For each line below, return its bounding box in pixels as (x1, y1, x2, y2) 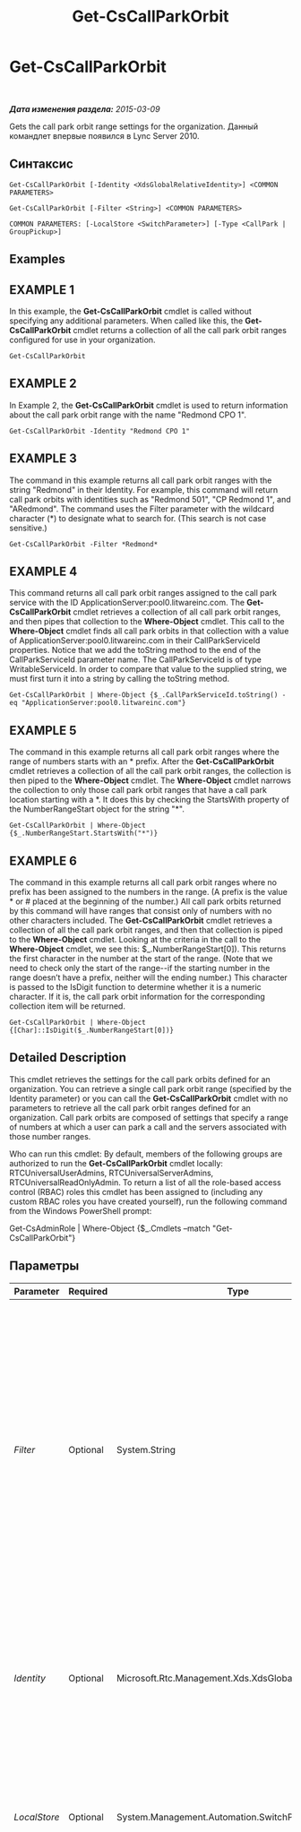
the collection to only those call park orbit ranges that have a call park (9, 785, 267, 796)
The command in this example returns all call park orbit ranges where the (9, 746, 279, 758)
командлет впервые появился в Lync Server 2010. (9, 130, 200, 141)
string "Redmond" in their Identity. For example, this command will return (9, 484, 279, 495)
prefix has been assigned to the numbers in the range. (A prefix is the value (9, 887, 288, 898)
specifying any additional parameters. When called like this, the (9, 315, 244, 326)
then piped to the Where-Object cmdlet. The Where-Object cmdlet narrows (9, 775, 291, 786)
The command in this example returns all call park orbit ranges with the (9, 475, 272, 486)
